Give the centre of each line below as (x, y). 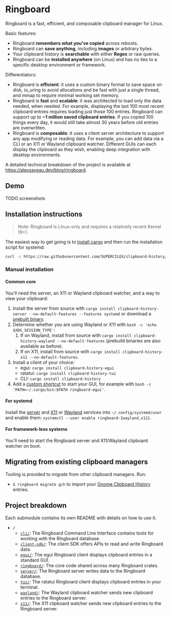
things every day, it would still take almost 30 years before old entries (85, 122)
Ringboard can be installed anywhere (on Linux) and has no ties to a (85, 59)
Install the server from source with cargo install (64, 308)
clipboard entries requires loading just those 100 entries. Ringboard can (88, 111)
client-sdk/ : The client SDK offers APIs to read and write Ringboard (92, 544)
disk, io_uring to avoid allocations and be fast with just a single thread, (86, 90)
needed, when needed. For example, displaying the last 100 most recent (88, 106)
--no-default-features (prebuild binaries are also (109, 341)
